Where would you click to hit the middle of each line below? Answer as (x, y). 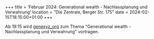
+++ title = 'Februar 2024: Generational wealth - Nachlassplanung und (77, 7)
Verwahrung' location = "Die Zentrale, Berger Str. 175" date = (67, 12)
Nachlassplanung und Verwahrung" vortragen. (52, 32)
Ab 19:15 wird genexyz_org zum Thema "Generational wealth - (68, 26)
